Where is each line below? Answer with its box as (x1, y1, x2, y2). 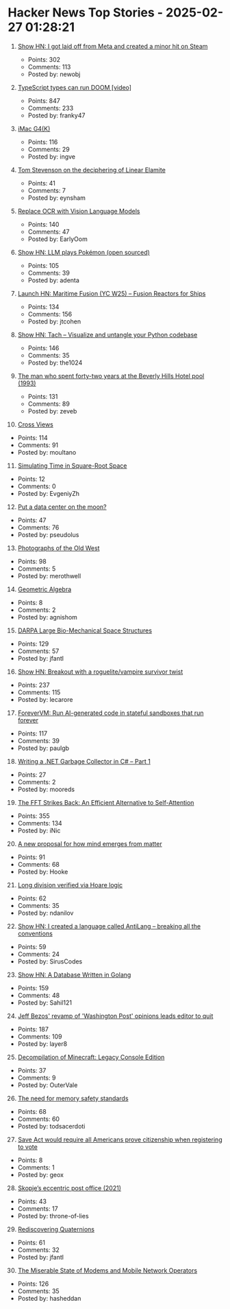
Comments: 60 (17, 1115, 60, 1123)
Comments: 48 (17, 991, 60, 999)
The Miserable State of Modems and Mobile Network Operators (17, 1266, 198, 1275)
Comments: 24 (17, 950, 60, 958)
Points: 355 (17, 812, 50, 820)
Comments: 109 (17, 1032, 62, 1040)
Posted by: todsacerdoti (17, 1122, 86, 1130)
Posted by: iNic (17, 826, 61, 834)
